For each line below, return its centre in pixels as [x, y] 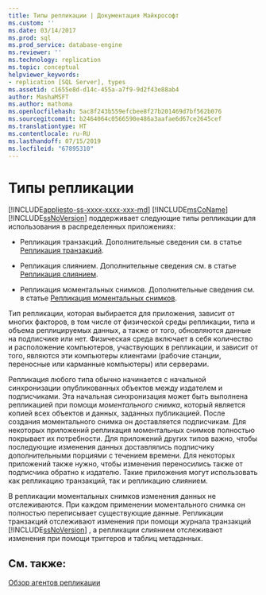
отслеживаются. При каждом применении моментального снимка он [127, 504]
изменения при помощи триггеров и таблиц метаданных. [106, 539]
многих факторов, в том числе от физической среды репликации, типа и [132, 322]
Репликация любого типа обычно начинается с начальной [107, 380]
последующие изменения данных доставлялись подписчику [111, 447]
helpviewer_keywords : [44, 75]
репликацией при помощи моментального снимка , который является [127, 405]
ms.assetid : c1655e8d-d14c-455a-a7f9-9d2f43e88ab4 [94, 89]
